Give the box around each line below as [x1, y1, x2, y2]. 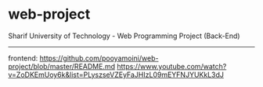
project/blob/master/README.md [8, 61, 116, 71]
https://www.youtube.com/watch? [117, 61, 227, 71]
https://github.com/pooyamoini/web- [39, 53, 159, 63]
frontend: [8, 53, 38, 63]
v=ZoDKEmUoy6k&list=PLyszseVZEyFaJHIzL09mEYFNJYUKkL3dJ [8, 70, 225, 79]
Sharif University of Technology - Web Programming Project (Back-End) [8, 31, 240, 40]
